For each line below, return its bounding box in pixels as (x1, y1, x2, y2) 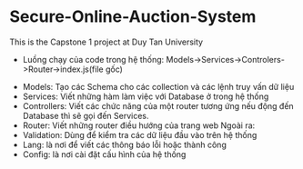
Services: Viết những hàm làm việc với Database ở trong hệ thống (22, 91, 269, 102)
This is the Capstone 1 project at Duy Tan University (9, 36, 203, 47)
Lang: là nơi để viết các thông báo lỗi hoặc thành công (22, 139, 227, 150)
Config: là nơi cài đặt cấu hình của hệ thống (22, 148, 187, 160)
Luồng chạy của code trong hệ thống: (22, 54, 165, 65)
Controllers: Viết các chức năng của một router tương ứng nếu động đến (22, 100, 294, 111)
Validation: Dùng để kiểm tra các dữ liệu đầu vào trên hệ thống (22, 129, 258, 140)
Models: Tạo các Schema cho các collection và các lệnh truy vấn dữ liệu (22, 81, 295, 92)
